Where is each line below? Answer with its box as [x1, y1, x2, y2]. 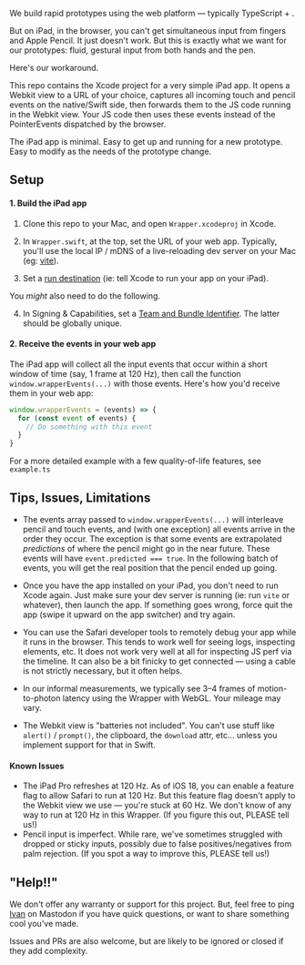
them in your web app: [9, 387, 94, 399]
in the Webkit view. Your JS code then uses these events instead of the [9, 109, 276, 119]
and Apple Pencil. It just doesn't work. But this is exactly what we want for [9, 36, 287, 46]
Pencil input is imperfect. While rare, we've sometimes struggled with [22, 828, 283, 840]
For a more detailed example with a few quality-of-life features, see [9, 455, 262, 467]
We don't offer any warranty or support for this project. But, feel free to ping [9, 899, 295, 909]
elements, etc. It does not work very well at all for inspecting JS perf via [22, 645, 292, 656]
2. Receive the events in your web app [9, 339, 157, 350]
